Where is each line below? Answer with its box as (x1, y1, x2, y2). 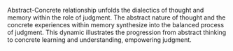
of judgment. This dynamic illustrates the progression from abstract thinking (7, 28, 227, 36)
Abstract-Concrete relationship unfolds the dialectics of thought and (7, 6, 204, 14)
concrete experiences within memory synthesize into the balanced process (7, 21, 225, 29)
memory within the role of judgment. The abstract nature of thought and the (7, 13, 226, 22)
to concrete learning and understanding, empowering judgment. (7, 36, 192, 44)
